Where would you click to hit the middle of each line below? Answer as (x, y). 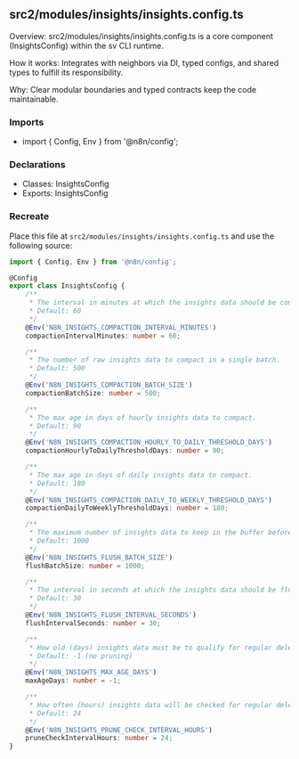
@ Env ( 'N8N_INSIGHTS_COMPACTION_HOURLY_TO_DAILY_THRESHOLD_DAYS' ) (149, 443)
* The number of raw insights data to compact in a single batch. (154, 360)
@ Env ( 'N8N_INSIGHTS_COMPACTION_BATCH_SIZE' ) (109, 385)
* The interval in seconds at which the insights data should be (153, 590)
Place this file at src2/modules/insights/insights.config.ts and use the (142, 236)
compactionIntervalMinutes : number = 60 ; (103, 336)
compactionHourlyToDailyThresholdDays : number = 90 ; (125, 451)
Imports (27, 122)
